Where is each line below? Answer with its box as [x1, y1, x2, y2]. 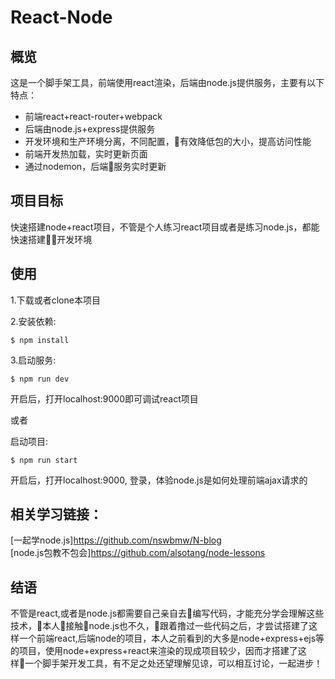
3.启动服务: [10, 354, 57, 366]
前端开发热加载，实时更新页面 [24, 148, 148, 160]
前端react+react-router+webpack [24, 111, 163, 122]
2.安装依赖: [10, 315, 57, 327]
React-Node [10, 6, 113, 29]
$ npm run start [10, 455, 78, 465]
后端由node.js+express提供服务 [24, 123, 156, 135]
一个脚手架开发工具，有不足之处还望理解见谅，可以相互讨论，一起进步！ [24, 657, 323, 670]
